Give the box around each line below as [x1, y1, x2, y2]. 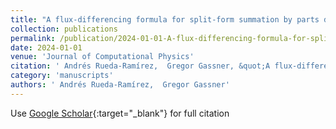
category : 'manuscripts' [10, 71, 114, 81]
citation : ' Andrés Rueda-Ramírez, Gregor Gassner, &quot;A [10, 61, 271, 71]
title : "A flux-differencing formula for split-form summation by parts [10, 14, 320, 25]
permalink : [10, 33, 56, 43]
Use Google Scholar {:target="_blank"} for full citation [10, 107, 230, 119]
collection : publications [10, 24, 118, 34]
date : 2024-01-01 [10, 42, 83, 53]
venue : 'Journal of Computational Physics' [10, 52, 195, 62]
